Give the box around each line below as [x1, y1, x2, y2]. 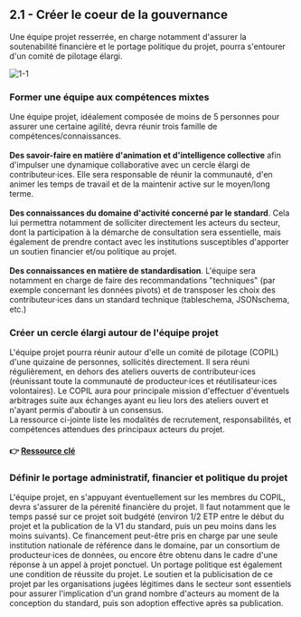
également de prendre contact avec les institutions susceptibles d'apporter [9, 236, 289, 247]
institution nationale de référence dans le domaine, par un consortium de [9, 540, 280, 551]
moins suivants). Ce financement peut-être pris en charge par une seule [9, 530, 278, 542]
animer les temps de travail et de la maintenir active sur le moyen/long [9, 178, 271, 189]
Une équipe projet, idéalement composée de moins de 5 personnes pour [9, 111, 280, 122]
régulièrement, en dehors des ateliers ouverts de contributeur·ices [9, 366, 256, 377]
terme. [9, 188, 34, 199]
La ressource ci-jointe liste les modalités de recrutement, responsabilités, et [9, 414, 292, 425]
